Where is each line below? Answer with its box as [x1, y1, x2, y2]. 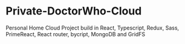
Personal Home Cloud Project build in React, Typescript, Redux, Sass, [5, 24, 180, 31]
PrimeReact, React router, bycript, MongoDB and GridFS [5, 30, 146, 37]
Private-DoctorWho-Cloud [5, 4, 142, 18]
